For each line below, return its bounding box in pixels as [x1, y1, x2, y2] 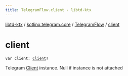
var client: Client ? [5, 56, 49, 61]
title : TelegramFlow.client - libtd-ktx [5, 7, 92, 13]
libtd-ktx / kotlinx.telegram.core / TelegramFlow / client [5, 21, 120, 27]
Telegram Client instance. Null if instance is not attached [5, 64, 123, 71]
